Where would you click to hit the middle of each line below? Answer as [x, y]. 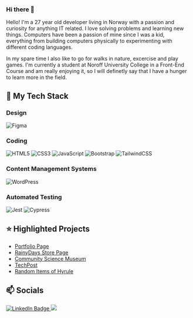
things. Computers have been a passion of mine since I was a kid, [85, 35]
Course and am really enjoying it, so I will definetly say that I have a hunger [97, 71]
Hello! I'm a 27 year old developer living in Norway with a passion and [90, 22]
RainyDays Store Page [41, 252]
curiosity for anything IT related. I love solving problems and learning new [95, 28]
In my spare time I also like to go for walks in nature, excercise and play [92, 59]
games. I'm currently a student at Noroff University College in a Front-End [95, 65]
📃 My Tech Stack [37, 96]
